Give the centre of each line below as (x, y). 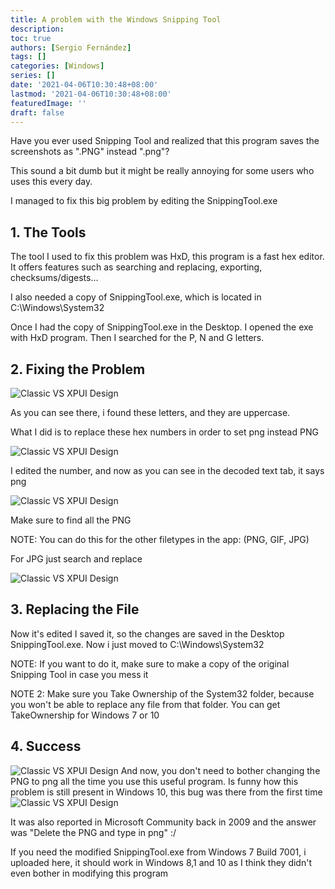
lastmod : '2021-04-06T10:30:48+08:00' (91, 94)
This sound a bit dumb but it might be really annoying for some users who (162, 171)
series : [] (33, 76)
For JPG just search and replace (76, 559)
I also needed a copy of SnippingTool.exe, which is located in (136, 297)
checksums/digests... (54, 278)
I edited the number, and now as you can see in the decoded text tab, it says (167, 470)
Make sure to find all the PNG (71, 520)
